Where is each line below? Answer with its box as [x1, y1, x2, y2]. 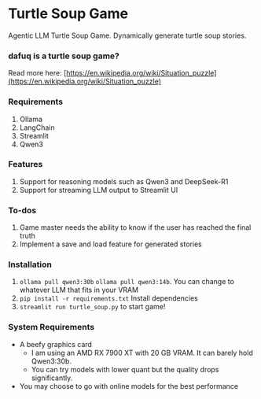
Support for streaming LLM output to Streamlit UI [19, 185, 178, 194]
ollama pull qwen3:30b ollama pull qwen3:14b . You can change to [19, 277, 234, 286]
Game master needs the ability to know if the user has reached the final [19, 223, 252, 232]
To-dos [8, 205, 37, 216]
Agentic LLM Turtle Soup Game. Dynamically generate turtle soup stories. [8, 31, 247, 40]
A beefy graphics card [19, 339, 93, 349]
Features [8, 159, 43, 170]
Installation [8, 259, 53, 270]
